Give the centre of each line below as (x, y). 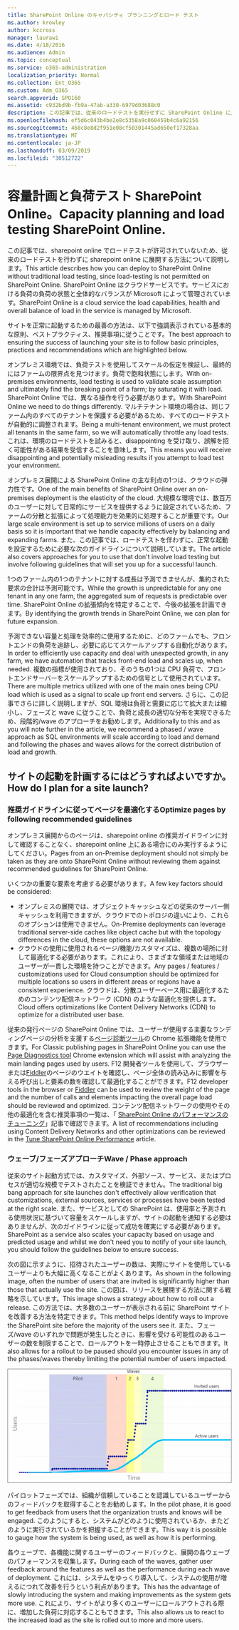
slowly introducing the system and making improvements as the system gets (119, 1594)
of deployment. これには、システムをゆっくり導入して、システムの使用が (114, 1577)
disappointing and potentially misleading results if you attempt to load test (116, 458)
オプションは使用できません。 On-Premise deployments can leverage (125, 924)
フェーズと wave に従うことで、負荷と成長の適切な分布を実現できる (126, 713)
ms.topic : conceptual (39, 61)
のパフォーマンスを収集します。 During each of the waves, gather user (110, 1561)
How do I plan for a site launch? (78, 788)
